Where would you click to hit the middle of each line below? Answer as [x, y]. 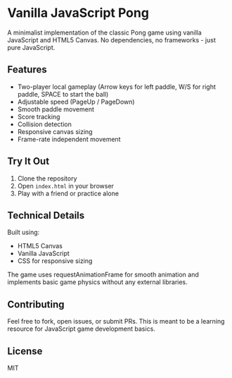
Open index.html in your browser [66, 185]
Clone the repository [47, 178]
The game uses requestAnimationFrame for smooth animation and [103, 275]
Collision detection [44, 124]
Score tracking [39, 116]
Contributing [36, 304]
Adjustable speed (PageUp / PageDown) [76, 102]
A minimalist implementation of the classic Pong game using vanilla [104, 32]
